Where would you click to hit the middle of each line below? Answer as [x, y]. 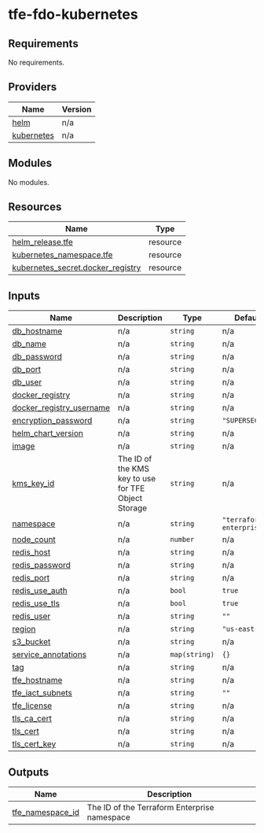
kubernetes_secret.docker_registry [77, 267]
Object [130, 499]
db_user [27, 382]
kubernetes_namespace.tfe [62, 255]
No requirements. [37, 62]
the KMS [133, 469]
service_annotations [49, 654]
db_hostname [37, 331]
